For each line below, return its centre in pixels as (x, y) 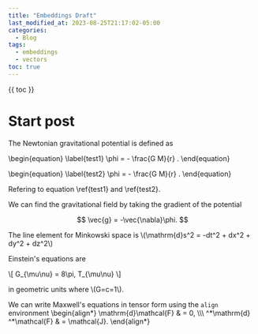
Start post (41, 121)
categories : (28, 30)
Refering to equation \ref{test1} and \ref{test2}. (84, 189)
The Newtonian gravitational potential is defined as (91, 143)
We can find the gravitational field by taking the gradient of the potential (125, 204)
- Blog (26, 38)
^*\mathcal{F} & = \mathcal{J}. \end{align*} (79, 321)
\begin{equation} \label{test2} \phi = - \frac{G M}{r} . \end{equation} (120, 174)
